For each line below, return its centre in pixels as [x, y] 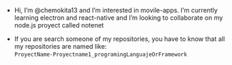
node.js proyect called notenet [59, 25]
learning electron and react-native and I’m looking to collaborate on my [118, 18]
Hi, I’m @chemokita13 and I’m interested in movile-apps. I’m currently [116, 10]
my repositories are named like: [60, 46]
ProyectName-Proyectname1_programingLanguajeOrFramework [101, 54]
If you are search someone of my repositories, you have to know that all [120, 39]
